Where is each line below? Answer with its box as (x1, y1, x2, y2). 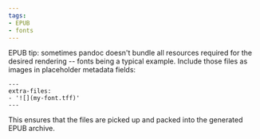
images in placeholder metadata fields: (8, 65, 136, 75)
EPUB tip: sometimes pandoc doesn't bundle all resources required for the (8, 48, 253, 58)
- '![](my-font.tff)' (8, 95, 81, 102)
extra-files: (8, 87, 52, 95)
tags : (8, 11, 26, 20)
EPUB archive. (8, 124, 56, 133)
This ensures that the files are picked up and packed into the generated (8, 115, 243, 125)
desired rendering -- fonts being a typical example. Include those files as (8, 56, 248, 66)
